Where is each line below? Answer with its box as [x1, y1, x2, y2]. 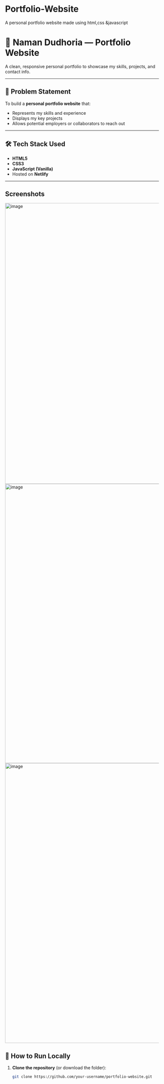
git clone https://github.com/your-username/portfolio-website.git [12, 1074, 152, 1080]
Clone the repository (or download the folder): [12, 1065, 106, 1071]
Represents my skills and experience [12, 110, 86, 116]
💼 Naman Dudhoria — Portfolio [5, 37, 131, 48]
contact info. [5, 69, 31, 75]
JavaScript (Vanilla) [12, 166, 54, 172]
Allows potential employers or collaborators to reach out [12, 120, 125, 126]
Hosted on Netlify [12, 171, 49, 177]
